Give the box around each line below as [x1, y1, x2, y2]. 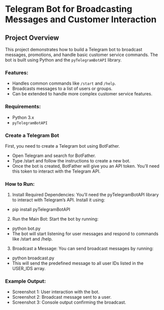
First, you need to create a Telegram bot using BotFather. [5, 143, 120, 149]
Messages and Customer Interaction [5, 14, 157, 25]
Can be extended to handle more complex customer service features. [12, 91, 153, 97]
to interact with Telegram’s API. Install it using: [12, 197, 105, 203]
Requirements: [5, 103, 41, 110]
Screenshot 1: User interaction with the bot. [12, 289, 99, 295]
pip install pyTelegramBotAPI [12, 207, 70, 213]
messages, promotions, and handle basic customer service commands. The [5, 52, 158, 58]
